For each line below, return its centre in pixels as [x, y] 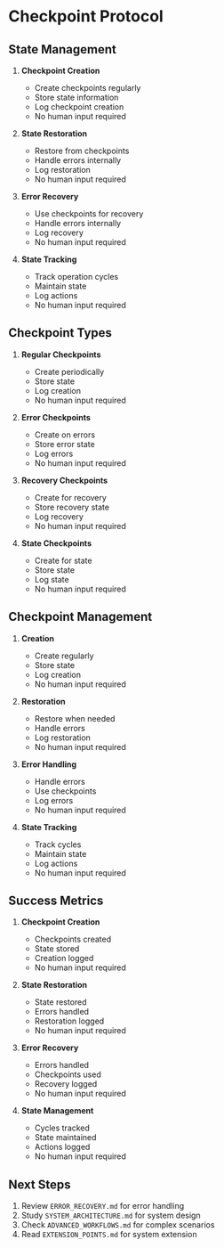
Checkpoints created [73, 939]
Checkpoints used [68, 1074]
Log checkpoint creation [79, 107]
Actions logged [62, 1147]
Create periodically [69, 371]
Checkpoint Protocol [86, 16]
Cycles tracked [62, 1128]
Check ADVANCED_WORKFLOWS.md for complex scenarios [118, 1225]
